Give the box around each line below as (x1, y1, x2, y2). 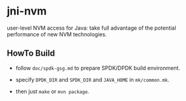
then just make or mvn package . (15, 88, 89, 95)
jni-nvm (7, 4, 47, 18)
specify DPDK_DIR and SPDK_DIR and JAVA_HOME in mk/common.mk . (15, 76, 170, 83)
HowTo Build (7, 48, 55, 59)
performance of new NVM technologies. (7, 30, 107, 37)
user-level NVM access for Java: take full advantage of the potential (7, 24, 176, 31)
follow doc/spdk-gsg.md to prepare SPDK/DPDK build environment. (15, 64, 181, 71)
